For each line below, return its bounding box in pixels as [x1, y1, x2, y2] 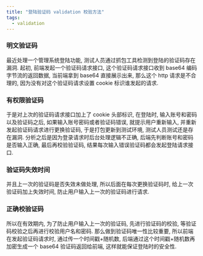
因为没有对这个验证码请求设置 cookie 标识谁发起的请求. [19, 79, 159, 86]
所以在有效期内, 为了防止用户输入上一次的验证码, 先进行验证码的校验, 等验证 [6, 220, 196, 227]
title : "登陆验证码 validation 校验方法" [6, 9, 105, 15]
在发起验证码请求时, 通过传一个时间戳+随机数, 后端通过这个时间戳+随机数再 [6, 235, 196, 242]
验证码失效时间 [6, 165, 50, 174]
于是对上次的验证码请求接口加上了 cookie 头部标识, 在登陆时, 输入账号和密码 [6, 111, 198, 118]
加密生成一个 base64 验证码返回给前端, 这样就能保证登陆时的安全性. [6, 243, 177, 250]
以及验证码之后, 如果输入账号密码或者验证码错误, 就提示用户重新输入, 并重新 [6, 118, 196, 125]
